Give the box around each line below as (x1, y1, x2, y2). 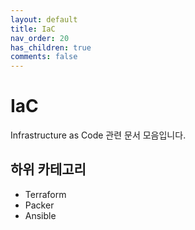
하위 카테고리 (10, 161, 87, 178)
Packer (24, 199, 55, 211)
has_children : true (10, 42, 92, 53)
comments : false (10, 52, 78, 62)
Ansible (24, 209, 57, 221)
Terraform (24, 188, 67, 200)
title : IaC (10, 24, 56, 34)
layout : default (10, 14, 78, 25)
